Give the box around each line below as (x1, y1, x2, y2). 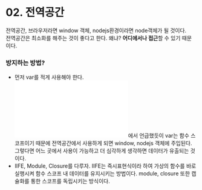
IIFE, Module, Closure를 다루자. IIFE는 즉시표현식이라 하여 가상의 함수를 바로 (14, 162, 197, 170)
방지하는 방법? (5, 58, 45, 67)
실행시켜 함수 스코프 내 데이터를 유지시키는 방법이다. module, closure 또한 (14, 170, 191, 177)
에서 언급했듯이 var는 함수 (128, 132, 190, 140)
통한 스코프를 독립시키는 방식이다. (30, 177, 110, 185)
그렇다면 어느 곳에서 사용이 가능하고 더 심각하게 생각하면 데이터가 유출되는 (14, 147, 189, 155)
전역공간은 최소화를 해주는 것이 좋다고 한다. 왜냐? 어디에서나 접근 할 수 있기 (5, 34, 181, 41)
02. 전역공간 (5, 5, 65, 19)
